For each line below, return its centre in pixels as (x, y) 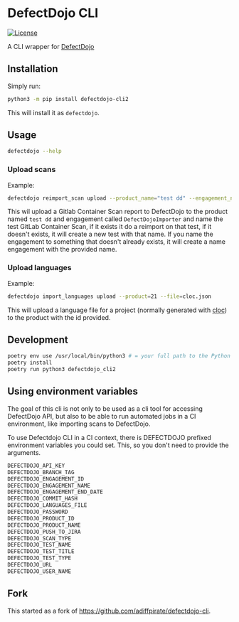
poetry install (30, 363)
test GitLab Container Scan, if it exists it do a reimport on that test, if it (110, 227)
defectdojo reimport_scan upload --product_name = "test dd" (97, 198)
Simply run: (24, 86)
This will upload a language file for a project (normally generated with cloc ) (117, 310)
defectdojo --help (34, 151)
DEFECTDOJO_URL (30, 565)
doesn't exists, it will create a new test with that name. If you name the (110, 234)
